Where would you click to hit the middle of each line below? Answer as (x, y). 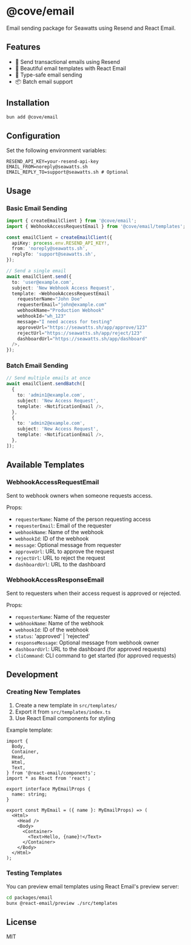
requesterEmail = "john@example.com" (62, 305)
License (22, 922)
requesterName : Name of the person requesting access (83, 519)
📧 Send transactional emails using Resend (67, 61)
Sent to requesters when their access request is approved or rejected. (94, 593)
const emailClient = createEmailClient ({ (59, 237)
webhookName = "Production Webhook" (61, 311)
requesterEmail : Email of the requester (63, 525)
